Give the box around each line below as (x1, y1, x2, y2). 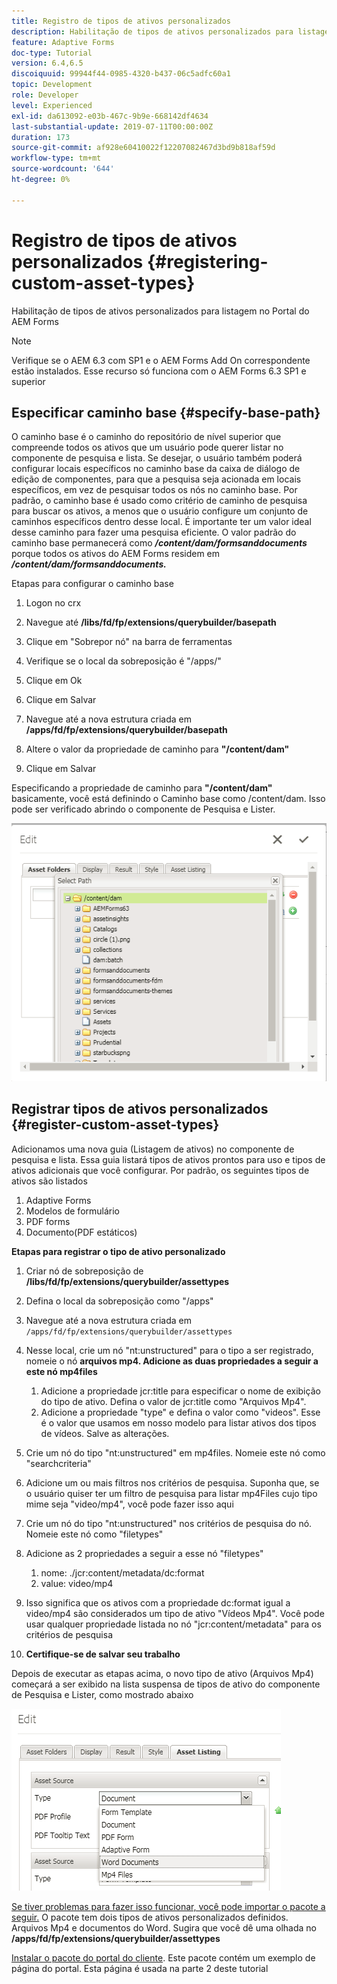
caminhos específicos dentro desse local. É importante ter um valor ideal (11, 516, 312, 528)
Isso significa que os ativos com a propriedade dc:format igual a (25, 1596, 291, 1609)
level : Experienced (11, 100, 93, 110)
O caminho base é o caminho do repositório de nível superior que (11, 431, 282, 443)
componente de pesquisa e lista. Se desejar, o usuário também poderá (11, 452, 303, 464)
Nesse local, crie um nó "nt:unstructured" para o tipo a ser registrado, (25, 1344, 314, 1356)
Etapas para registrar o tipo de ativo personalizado (11, 1245, 226, 1257)
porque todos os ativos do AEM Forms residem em (11, 548, 221, 560)
